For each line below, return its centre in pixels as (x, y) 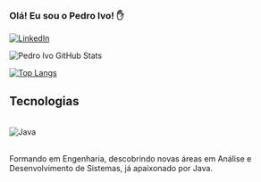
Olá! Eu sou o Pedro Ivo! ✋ (67, 15)
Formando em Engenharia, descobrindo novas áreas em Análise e (130, 159)
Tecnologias (44, 101)
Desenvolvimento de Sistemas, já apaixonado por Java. (111, 169)
